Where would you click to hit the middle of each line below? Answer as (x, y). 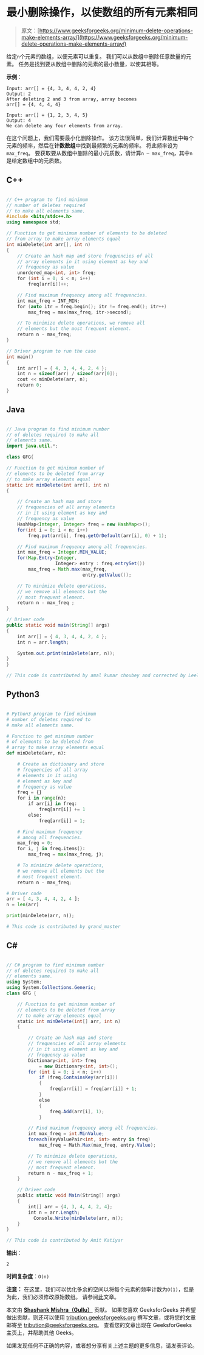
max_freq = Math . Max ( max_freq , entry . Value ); (97, 1146)
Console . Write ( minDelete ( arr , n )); (78, 1218)
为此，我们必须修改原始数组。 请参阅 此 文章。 (63, 1297)
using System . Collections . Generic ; (51, 988)
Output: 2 (19, 94)
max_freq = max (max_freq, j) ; (66, 854)
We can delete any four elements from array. (65, 125)
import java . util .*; (32, 446)
